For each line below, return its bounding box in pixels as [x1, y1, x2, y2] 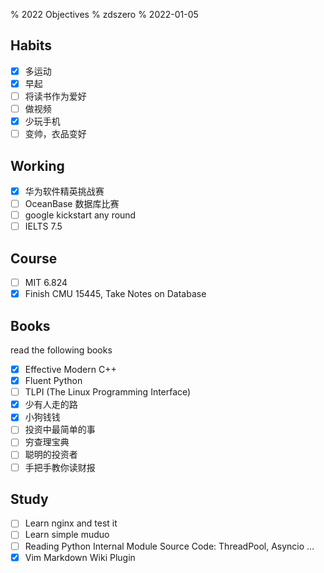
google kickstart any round [24, 209, 137, 221]
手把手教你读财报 [24, 461, 96, 473]
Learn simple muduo [24, 529, 110, 541]
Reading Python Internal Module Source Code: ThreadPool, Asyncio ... [24, 540, 315, 552]
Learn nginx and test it [24, 517, 118, 529]
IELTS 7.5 [24, 220, 63, 233]
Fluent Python [24, 375, 83, 387]
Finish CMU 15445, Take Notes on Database [24, 288, 207, 300]
